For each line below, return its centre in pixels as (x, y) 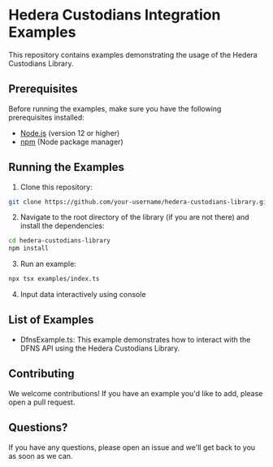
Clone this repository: (56, 187)
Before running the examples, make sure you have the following (115, 108)
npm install (28, 249)
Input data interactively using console (83, 295)
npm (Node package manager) (71, 142)
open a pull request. (42, 402)
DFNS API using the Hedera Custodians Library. (100, 348)
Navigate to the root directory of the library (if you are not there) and (134, 217)
